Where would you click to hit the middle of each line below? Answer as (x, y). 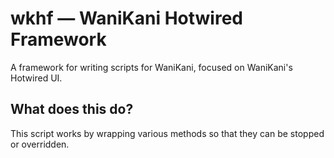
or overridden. (40, 144)
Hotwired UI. (36, 78)
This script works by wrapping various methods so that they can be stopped (167, 133)
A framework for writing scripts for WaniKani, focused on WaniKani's (151, 67)
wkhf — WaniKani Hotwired (126, 18)
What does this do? (72, 109)
